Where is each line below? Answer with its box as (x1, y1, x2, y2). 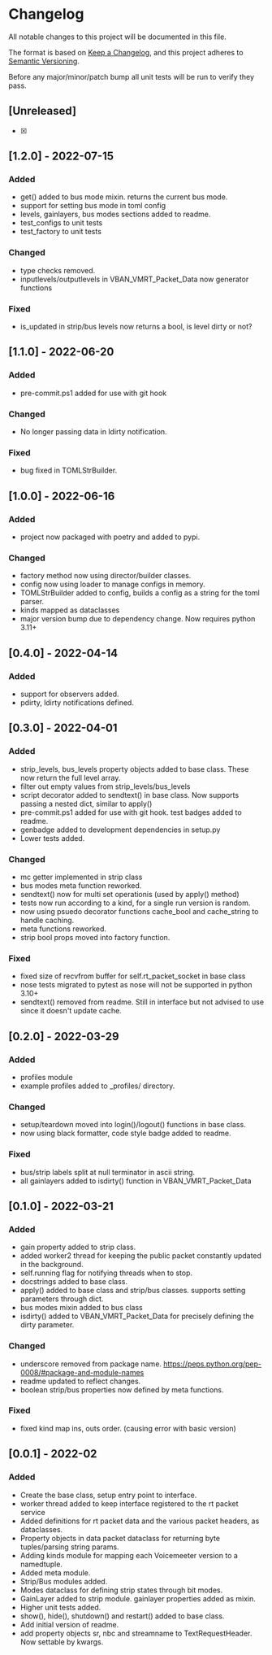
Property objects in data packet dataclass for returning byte (19, 1533, 221, 1543)
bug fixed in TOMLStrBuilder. (19, 465, 118, 476)
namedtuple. (19, 1559, 63, 1569)
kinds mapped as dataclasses (19, 605, 120, 615)
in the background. (19, 1260, 84, 1270)
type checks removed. (19, 265, 96, 275)
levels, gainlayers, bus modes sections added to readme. (19, 209, 211, 220)
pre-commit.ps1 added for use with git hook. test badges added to (19, 807, 242, 817)
